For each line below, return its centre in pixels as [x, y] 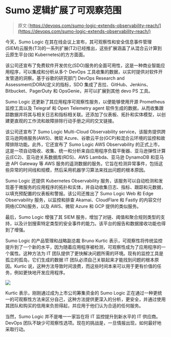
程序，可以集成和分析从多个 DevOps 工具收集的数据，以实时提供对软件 [84, 71]
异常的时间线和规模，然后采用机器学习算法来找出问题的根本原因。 [79, 170]
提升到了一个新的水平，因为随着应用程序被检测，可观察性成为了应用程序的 [83, 247]
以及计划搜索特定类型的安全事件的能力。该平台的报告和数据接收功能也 [88, 223]
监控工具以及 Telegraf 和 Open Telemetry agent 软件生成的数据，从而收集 [82, 108]
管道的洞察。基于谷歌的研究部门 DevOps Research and [67, 78]
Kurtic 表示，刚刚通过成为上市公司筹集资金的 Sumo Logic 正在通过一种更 [81, 293]
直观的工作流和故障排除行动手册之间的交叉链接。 [65, 121]
